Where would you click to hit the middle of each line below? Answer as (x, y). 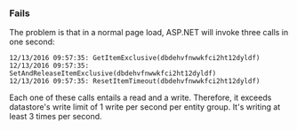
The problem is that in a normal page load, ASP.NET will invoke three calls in (149, 33)
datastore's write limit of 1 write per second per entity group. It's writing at (145, 107)
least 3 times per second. (56, 117)
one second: (32, 42)
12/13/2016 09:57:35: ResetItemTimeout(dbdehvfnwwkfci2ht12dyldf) (135, 81)
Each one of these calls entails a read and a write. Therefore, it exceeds (140, 98)
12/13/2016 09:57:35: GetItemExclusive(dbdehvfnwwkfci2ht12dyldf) (135, 58)
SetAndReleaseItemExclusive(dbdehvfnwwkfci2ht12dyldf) (113, 73)
